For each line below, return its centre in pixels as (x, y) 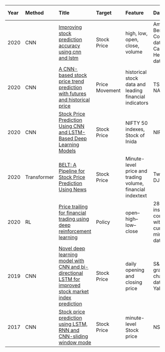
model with (71, 261)
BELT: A (68, 165)
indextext (136, 195)
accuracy (69, 45)
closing (134, 282)
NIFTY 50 (137, 123)
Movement (109, 90)
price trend (71, 81)
